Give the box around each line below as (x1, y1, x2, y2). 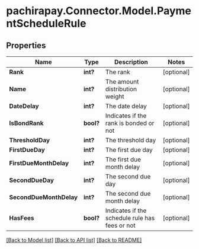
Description (114, 58, 148, 66)
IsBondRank (9, 119, 44, 127)
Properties (6, 40, 46, 50)
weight (105, 92, 124, 100)
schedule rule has (105, 214, 155, 222)
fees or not (105, 221, 136, 229)
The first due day (105, 146, 153, 154)
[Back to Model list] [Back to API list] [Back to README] (6, 237, 142, 244)
